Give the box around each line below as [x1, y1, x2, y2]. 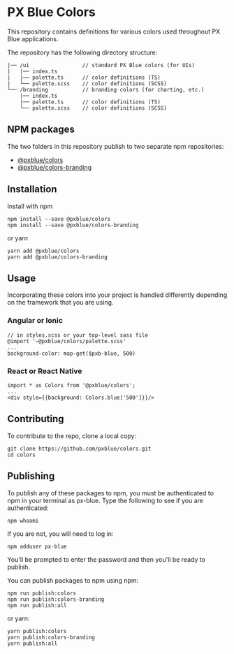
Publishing [7, 470, 55, 482]
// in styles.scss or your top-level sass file [7, 331, 149, 339]
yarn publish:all [7, 640, 58, 647]
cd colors [7, 451, 36, 458]
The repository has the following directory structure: [7, 48, 158, 57]
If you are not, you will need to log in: [7, 529, 114, 538]
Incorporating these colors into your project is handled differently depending [7, 291, 228, 299]
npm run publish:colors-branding [7, 595, 105, 603]
